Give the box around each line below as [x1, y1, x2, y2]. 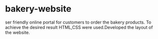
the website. [5, 29, 31, 35]
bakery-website [5, 3, 71, 14]
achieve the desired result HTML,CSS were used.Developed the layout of [5, 24, 153, 30]
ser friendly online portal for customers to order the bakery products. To [5, 19, 152, 25]
